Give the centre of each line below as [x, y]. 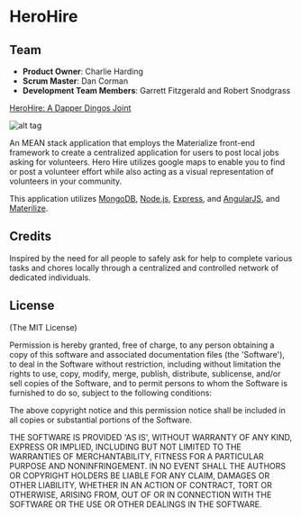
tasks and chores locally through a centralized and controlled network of [144, 268]
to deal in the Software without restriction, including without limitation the [145, 364]
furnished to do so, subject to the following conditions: [110, 393]
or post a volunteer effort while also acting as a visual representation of [141, 172]
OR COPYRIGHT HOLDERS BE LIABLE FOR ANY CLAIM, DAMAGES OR [140, 476]
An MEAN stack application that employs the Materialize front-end [132, 143]
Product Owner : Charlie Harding [83, 71]
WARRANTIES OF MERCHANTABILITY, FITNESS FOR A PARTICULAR [137, 456]
